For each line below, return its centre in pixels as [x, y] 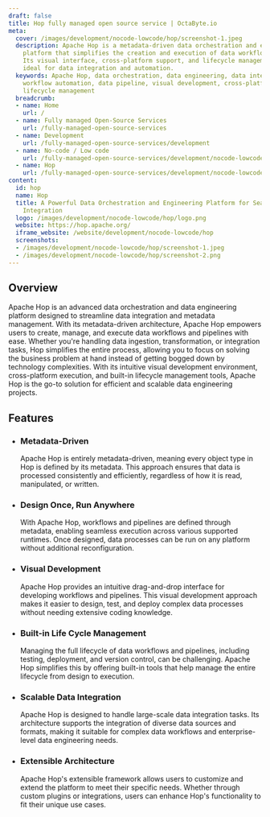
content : [23, 181]
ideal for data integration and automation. [98, 68]
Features [31, 418]
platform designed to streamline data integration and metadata [112, 316]
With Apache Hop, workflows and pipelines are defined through [125, 522]
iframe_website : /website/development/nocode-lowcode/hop [115, 233]
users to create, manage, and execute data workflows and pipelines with [129, 333]
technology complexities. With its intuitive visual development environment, [133, 367]
